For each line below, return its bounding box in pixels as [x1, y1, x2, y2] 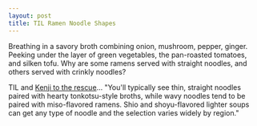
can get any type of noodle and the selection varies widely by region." [8, 108, 239, 117]
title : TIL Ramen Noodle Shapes [8, 19, 116, 27]
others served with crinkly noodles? [8, 67, 126, 76]
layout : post [8, 11, 52, 20]
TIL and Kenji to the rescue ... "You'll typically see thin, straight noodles [8, 82, 242, 92]
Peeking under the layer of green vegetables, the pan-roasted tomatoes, [8, 50, 247, 59]
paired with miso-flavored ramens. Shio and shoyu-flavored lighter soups [8, 100, 250, 109]
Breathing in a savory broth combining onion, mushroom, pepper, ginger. [8, 41, 248, 51]
